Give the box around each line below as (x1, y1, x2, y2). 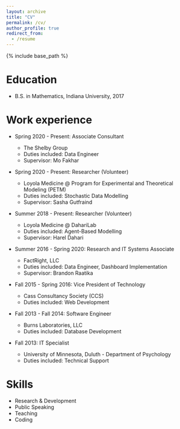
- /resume (11, 36, 35, 42)
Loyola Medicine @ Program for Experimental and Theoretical (23, 180, 174, 187)
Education (6, 73, 57, 86)
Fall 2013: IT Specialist (14, 339, 70, 346)
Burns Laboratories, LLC (23, 321, 83, 329)
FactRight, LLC (23, 256, 60, 264)
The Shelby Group (23, 144, 68, 151)
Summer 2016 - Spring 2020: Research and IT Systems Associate (14, 245, 175, 252)
